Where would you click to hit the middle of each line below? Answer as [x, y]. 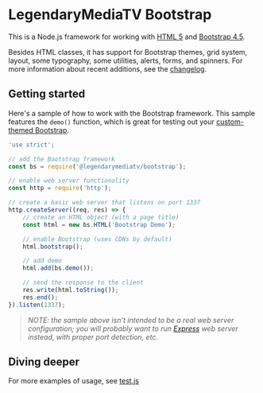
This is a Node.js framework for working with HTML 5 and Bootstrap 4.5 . [127, 37]
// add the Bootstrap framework [62, 159]
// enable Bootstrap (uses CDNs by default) [97, 239]
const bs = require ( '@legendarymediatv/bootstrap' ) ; [97, 166]
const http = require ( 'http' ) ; [60, 189]
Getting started [47, 94]
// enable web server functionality [69, 181]
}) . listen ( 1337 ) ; [37, 305]
